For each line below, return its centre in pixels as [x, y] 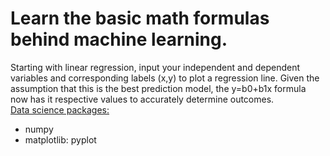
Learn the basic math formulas [140, 18]
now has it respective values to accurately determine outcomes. [142, 99]
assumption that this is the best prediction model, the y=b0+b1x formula [158, 88]
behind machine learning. [119, 39]
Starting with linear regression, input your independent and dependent [155, 67]
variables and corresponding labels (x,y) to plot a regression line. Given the [165, 78]
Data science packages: [60, 109]
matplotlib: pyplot [60, 139]
